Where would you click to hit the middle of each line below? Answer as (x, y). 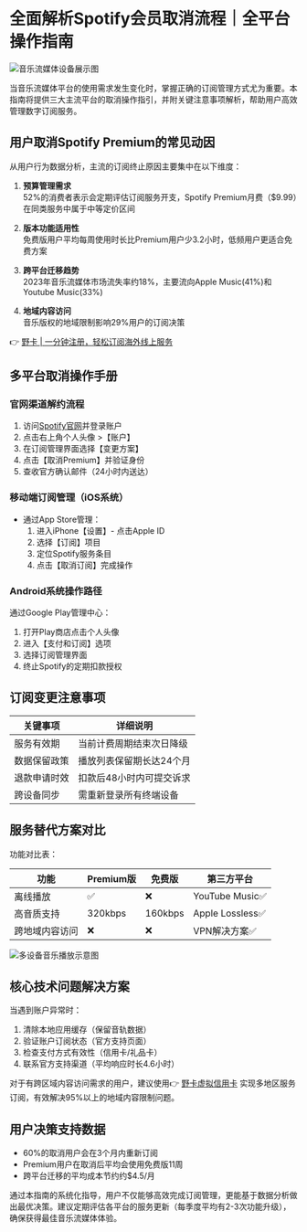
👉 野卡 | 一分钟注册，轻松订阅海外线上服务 (91, 341)
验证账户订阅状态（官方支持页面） (87, 1041)
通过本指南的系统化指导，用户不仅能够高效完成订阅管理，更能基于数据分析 (149, 1195)
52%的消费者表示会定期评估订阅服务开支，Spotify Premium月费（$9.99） (160, 196)
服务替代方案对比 (58, 830)
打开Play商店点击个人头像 (71, 632)
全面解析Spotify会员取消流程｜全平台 (150, 19)
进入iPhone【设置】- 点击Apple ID (101, 530)
